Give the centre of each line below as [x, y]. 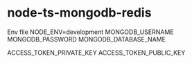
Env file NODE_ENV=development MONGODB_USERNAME [91, 32]
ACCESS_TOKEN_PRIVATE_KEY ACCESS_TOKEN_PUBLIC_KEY [96, 53]
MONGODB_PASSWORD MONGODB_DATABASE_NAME [87, 39]
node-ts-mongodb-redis [79, 13]
